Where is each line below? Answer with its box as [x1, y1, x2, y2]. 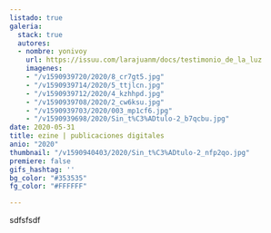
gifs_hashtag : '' [9, 165, 75, 174]
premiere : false [9, 156, 71, 166]
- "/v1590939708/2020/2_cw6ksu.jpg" [25, 97, 166, 107]
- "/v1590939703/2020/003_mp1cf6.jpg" [25, 106, 173, 115]
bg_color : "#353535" [9, 173, 88, 182]
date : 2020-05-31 [9, 123, 75, 132]
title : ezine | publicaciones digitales [9, 131, 166, 141]
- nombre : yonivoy [17, 47, 88, 56]
